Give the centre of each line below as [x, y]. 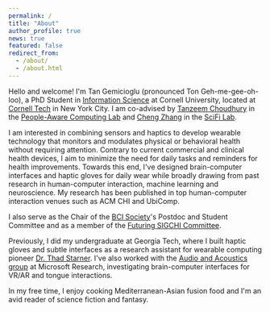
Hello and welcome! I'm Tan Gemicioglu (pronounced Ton [104, 91]
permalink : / [30, 16]
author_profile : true [45, 31]
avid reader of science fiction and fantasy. [79, 299]
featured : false [35, 46]
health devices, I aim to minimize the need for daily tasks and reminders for [133, 158]
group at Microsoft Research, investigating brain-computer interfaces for [129, 266]
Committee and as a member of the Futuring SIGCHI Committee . [115, 225]
